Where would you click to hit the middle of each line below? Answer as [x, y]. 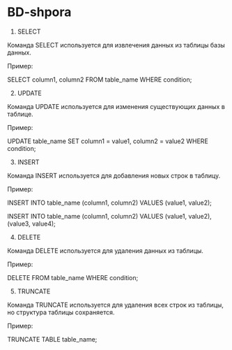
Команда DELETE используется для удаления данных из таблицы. [106, 250]
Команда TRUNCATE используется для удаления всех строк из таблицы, [116, 305]
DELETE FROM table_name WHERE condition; [73, 277]
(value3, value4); [31, 224]
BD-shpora [39, 12]
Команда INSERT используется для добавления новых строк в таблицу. [114, 175]
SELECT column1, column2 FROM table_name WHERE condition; [100, 79]
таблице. [20, 114]
